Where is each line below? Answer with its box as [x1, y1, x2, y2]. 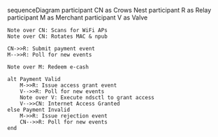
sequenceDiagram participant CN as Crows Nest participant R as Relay [7, 6, 212, 14]
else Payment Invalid [7, 106, 71, 113]
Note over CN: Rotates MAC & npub [7, 33, 108, 40]
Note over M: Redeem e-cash [7, 64, 89, 71]
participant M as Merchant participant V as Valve [7, 13, 148, 22]
